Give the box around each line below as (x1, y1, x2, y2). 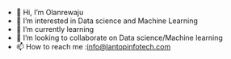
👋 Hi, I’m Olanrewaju (15, 8, 84, 17)
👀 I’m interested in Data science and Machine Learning (15, 16, 198, 26)
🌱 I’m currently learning (15, 25, 94, 33)
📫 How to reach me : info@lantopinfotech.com (15, 42, 171, 51)
